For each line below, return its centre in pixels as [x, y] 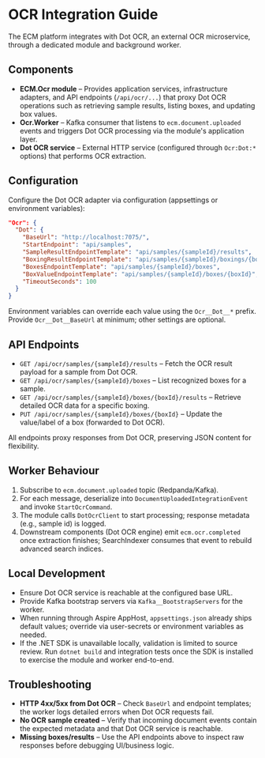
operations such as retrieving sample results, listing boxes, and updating [137, 105]
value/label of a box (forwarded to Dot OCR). [92, 422]
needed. [33, 635]
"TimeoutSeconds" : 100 [60, 281]
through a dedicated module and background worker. [95, 44]
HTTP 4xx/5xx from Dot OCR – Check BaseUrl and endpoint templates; [135, 703]
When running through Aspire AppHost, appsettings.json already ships [136, 617]
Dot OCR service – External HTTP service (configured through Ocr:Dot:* [138, 147]
